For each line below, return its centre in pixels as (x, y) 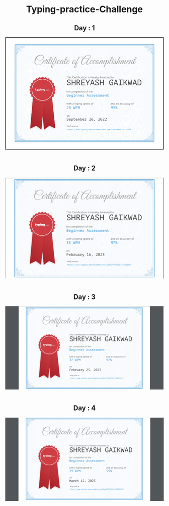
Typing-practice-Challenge (84, 9)
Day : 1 (84, 28)
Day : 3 (84, 297)
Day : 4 (84, 408)
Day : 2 (84, 168)
